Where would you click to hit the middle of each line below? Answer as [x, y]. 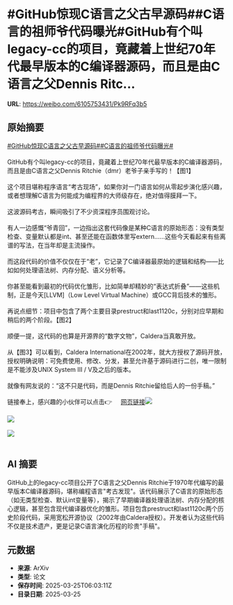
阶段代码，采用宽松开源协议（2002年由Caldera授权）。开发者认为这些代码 [119, 517]
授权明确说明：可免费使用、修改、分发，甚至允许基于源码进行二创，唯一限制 [117, 361]
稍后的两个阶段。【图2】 [41, 320]
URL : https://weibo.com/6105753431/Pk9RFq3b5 [77, 104]
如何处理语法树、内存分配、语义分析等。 [71, 270]
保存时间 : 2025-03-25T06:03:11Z [65, 585]
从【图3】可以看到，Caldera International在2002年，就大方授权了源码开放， [116, 352]
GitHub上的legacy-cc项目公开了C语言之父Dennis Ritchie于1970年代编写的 [113, 482]
